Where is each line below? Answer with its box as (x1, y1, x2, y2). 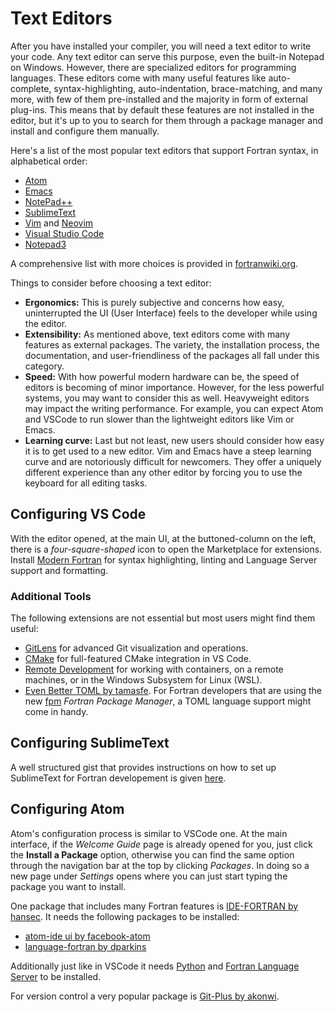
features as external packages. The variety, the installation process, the (24, 338, 320, 351)
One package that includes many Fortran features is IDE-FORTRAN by (10, 900, 299, 912)
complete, (10, 82, 52, 94)
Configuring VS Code (10, 506, 147, 523)
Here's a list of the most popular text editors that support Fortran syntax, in (10, 144, 319, 156)
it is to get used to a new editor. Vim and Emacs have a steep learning (24, 445, 312, 457)
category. (24, 360, 65, 372)
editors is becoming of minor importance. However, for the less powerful (24, 381, 325, 393)
